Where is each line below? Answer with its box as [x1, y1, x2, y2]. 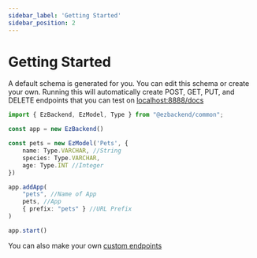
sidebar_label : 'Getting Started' [8, 11, 122, 20]
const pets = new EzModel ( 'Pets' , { [8, 140, 128, 148]
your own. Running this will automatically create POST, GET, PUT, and [8, 88, 235, 97]
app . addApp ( [8, 183, 47, 191]
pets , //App [22, 198, 61, 206]
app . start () [8, 226, 47, 234]
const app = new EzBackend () [8, 125, 104, 133]
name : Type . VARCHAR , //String [22, 147, 122, 155]
